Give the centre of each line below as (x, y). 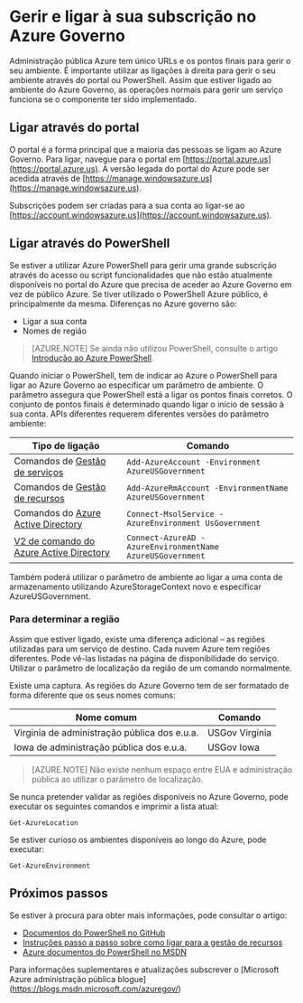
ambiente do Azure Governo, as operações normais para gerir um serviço (147, 89)
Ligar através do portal (74, 128)
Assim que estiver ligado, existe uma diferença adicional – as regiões (138, 639)
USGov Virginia (239, 732)
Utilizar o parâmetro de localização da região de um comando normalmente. (151, 668)
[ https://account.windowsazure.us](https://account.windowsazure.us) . (141, 215)
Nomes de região (55, 331)
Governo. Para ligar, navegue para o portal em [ (98, 159)
